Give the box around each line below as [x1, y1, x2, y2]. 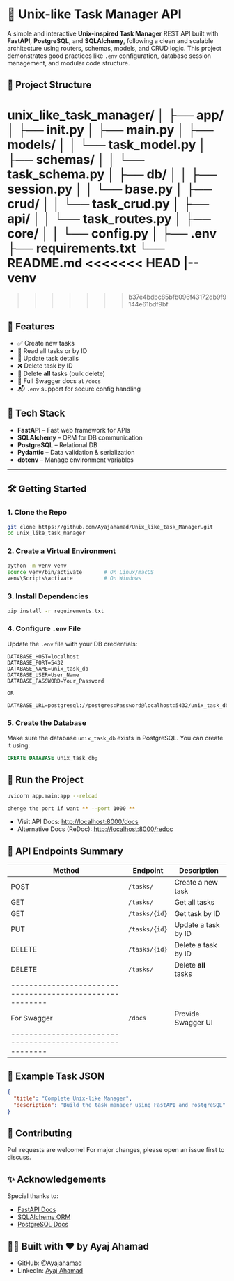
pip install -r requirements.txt [7, 607, 104, 614]
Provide [174, 1009, 200, 1019]
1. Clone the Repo [7, 508, 68, 518]
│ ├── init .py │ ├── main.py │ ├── [7, 122, 214, 138]
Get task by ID [174, 909, 221, 919]
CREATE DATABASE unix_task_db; [7, 755, 98, 762]
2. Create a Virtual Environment [7, 546, 116, 556]
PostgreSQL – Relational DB [17, 440, 97, 449]
